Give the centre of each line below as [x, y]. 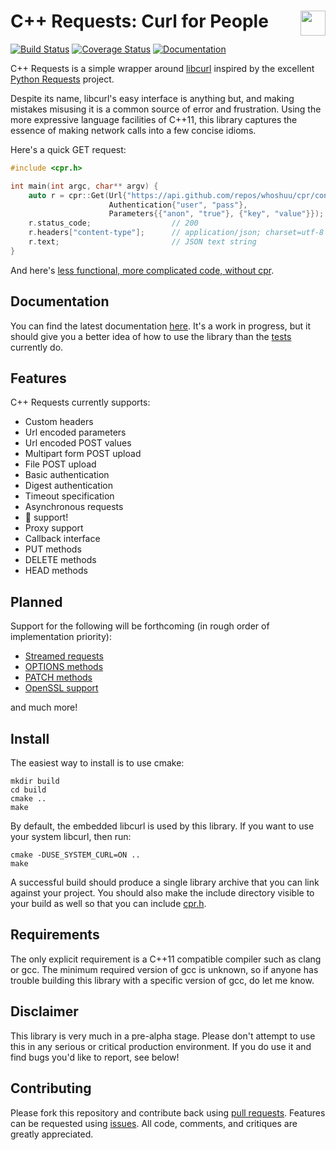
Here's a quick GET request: [68, 149]
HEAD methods [56, 571]
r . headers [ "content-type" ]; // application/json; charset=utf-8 [176, 233]
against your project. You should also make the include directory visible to [162, 893]
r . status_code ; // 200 [113, 223]
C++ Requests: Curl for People [139, 21]
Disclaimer [44, 1011]
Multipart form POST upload [83, 454]
